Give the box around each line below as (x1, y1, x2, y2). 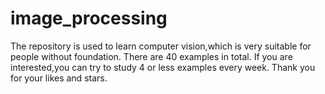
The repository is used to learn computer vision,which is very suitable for (10, 40, 312, 52)
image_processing (10, 7, 168, 30)
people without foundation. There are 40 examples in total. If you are (10, 50, 293, 62)
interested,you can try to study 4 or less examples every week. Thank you (10, 61, 316, 73)
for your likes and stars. (10, 72, 108, 84)
